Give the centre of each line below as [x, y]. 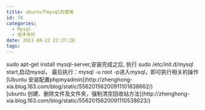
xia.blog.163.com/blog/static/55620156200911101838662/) [80, 86]
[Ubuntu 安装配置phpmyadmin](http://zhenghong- [70, 79]
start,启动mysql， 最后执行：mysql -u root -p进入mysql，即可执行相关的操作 [103, 71]
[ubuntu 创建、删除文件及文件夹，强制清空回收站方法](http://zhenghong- [98, 94]
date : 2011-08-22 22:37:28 [41, 40]
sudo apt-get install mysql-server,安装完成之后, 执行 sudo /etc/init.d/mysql [100, 64]
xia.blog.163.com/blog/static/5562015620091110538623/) [78, 100]
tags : [13, 46]
